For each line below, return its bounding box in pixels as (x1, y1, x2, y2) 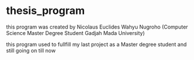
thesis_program (6, 4, 85, 17)
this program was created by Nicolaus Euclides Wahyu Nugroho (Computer (6, 23, 188, 30)
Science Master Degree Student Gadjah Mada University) (6, 29, 145, 36)
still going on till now (6, 47, 56, 54)
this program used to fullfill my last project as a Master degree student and (6, 41, 187, 48)
